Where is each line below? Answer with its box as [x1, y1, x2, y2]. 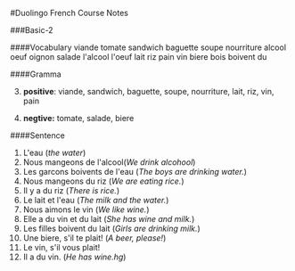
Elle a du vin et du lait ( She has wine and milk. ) [22, 214, 195, 224]
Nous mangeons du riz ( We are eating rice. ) [22, 176, 185, 186]
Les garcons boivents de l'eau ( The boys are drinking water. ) [22, 167, 248, 177]
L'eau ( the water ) [22, 147, 86, 158]
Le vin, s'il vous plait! [22, 242, 101, 252]
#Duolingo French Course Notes [10, 8, 128, 18]
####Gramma [10, 69, 61, 79]
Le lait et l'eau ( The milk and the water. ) [22, 195, 169, 205]
